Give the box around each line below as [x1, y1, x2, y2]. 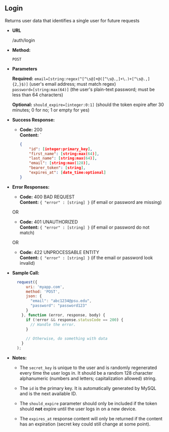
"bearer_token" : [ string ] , [29, 165, 86, 170]
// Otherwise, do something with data [25, 336, 108, 341]
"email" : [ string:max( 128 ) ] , [29, 161, 91, 166]
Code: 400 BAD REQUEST [19, 194, 75, 200]
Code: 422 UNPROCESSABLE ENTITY [19, 249, 100, 255]
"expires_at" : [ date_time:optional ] [29, 170, 106, 175]
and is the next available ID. [19, 390, 77, 397]
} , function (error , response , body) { [21, 312, 106, 317]
